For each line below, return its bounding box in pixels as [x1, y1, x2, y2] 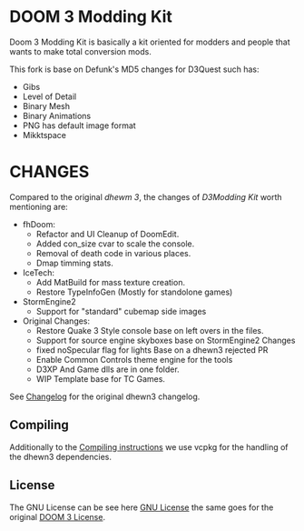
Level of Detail [22, 91, 77, 102]
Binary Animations [22, 110, 92, 121]
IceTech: [22, 266, 55, 278]
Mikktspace [22, 129, 66, 140]
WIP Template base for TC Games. [35, 373, 166, 384]
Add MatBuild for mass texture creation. [35, 276, 186, 287]
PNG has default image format [22, 120, 136, 131]
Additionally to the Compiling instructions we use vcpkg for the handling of [9, 441, 289, 452]
